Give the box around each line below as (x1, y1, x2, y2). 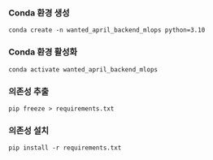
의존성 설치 (8, 124, 50, 136)
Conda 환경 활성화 (8, 46, 78, 58)
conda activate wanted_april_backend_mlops (8, 65, 159, 74)
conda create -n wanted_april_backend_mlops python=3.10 (8, 26, 206, 34)
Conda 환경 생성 (8, 6, 71, 18)
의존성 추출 (8, 85, 50, 97)
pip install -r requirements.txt (8, 144, 122, 152)
